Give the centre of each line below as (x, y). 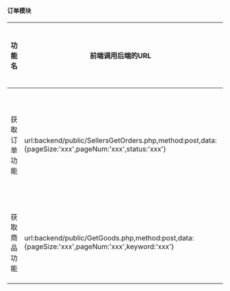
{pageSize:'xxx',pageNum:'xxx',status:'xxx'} (95, 149)
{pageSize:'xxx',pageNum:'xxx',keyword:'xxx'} (99, 246)
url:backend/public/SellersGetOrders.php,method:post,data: (120, 140)
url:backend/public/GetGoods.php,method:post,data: (109, 238)
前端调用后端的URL (121, 56)
